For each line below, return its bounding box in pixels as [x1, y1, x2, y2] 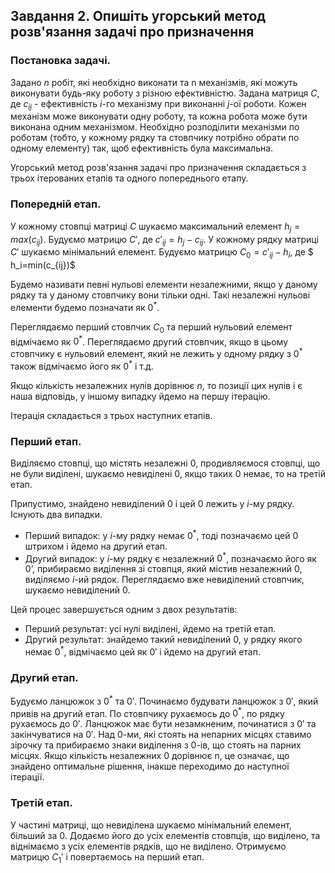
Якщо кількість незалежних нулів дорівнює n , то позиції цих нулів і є [10, 379, 303, 391]
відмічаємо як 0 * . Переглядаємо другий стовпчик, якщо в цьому [10, 334, 289, 348]
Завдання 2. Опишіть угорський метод [10, 8, 267, 25]
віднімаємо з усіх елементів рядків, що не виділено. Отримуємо [10, 840, 287, 852]
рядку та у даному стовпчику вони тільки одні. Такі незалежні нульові [10, 289, 311, 301]
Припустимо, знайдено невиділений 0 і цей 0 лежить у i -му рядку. [10, 497, 295, 509]
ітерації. [10, 771, 45, 783]
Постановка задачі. [10, 54, 112, 68]
